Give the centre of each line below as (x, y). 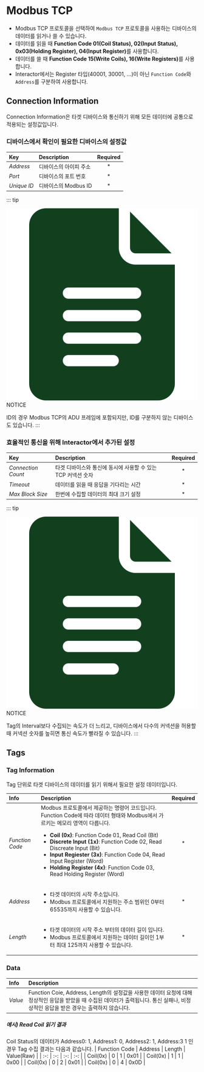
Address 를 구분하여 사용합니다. (51, 81)
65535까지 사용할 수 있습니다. (86, 909)
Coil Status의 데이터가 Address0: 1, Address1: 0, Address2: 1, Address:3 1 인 (100, 1041)
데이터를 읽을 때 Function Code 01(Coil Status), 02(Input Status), (96, 43)
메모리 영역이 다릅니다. (83, 823)
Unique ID (21, 185)
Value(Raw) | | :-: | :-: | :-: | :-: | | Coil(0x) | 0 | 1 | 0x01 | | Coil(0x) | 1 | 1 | (95, 1056)
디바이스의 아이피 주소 (65, 166)
